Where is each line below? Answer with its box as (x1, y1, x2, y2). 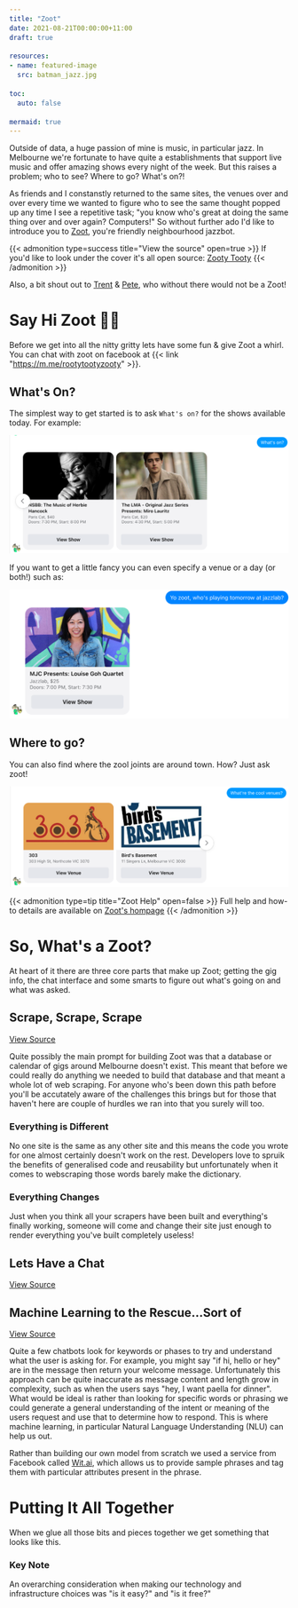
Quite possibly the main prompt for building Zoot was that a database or (9, 1050, 272, 1061)
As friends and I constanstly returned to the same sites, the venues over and (9, 188, 288, 199)
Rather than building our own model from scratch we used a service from (9, 1448, 277, 1458)
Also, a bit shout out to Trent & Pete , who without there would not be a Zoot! (9, 280, 286, 290)
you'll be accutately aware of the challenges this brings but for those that (9, 1089, 277, 1099)
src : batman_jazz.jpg (17, 71, 98, 80)
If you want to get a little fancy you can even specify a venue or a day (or (9, 562, 277, 573)
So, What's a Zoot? (9, 937, 153, 956)
